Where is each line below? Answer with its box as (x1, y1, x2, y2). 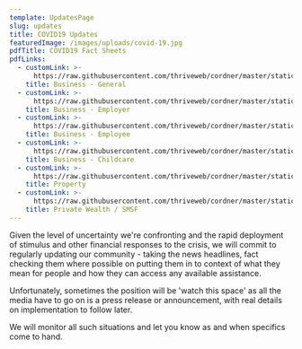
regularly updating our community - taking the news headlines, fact (9, 249, 259, 259)
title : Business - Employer (25, 105, 130, 114)
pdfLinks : (9, 55, 47, 64)
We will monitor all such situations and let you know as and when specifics (9, 321, 286, 332)
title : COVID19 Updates (9, 30, 99, 39)
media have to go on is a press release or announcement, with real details (9, 294, 283, 305)
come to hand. (9, 331, 63, 342)
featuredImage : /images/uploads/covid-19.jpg (9, 38, 182, 48)
